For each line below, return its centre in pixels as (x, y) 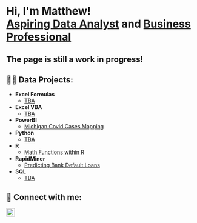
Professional (39, 37)
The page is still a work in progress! (75, 59)
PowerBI (26, 120)
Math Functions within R (54, 152)
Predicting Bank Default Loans (62, 165)
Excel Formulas (35, 95)
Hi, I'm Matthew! (48, 11)
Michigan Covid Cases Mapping (64, 127)
